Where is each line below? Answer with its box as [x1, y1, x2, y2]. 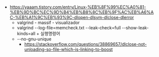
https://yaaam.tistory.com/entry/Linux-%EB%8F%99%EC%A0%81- [9, 4, 146, 10]
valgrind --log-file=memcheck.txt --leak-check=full [17, 25, 121, 31]
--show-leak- [121, 25, 149, 31]
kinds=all [17, 31, 36, 36]
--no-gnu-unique [17, 36, 52, 42]
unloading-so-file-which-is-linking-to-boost [24, 46, 113, 52]
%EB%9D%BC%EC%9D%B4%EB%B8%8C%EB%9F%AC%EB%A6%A [9, 9, 154, 15]
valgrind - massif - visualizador [17, 19, 80, 25]
